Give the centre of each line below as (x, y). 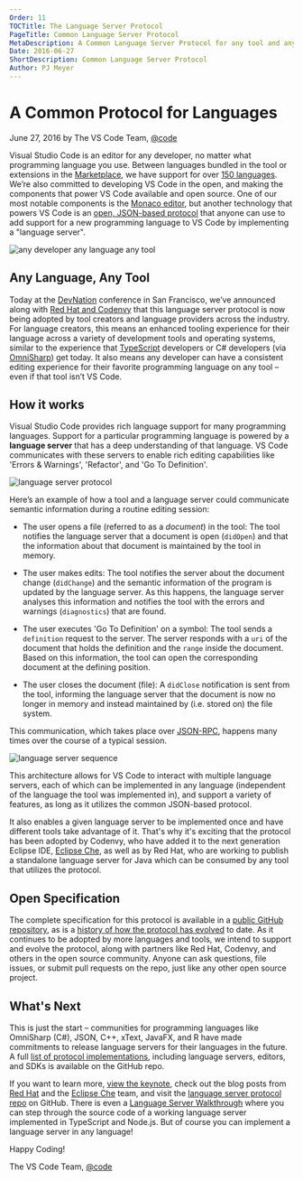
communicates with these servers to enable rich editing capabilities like (142, 455)
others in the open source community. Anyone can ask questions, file (138, 959)
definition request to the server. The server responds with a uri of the (155, 638)
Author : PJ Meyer (42, 69)
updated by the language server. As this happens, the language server (153, 592)
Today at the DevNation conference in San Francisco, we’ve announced (142, 300)
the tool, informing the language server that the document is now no (149, 694)
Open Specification (64, 898)
